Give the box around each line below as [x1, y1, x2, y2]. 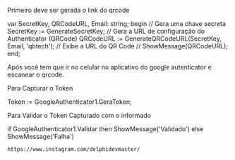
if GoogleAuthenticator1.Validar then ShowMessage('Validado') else [7, 125, 204, 133]
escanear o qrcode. [7, 70, 65, 79]
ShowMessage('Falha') [7, 133, 74, 140]
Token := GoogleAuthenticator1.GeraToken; [7, 98, 132, 106]
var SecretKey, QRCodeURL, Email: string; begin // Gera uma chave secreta [7, 20, 227, 27]
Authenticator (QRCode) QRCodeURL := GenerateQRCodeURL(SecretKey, [7, 34, 222, 43]
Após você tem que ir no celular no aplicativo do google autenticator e [7, 63, 212, 71]
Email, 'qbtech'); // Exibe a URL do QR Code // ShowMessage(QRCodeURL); [7, 42, 228, 50]
